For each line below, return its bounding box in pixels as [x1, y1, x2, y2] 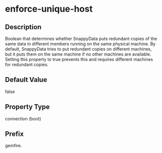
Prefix [5, 130, 24, 138]
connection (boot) [5, 115, 41, 121]
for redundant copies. [5, 62, 49, 67]
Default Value [5, 76, 47, 84]
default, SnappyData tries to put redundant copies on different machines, [5, 46, 152, 52]
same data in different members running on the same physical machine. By [5, 41, 156, 47]
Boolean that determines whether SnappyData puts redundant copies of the [5, 36, 158, 41]
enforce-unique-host [5, 3, 93, 15]
